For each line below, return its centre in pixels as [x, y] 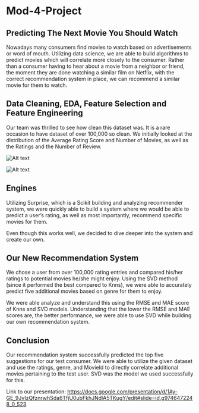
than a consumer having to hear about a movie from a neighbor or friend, [96, 66]
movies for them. [27, 221]
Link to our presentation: [36, 392]
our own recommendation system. [48, 322]
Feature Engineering [45, 113]
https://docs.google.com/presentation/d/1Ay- [123, 392]
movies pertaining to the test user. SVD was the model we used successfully [100, 374]
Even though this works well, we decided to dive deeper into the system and [99, 233]
